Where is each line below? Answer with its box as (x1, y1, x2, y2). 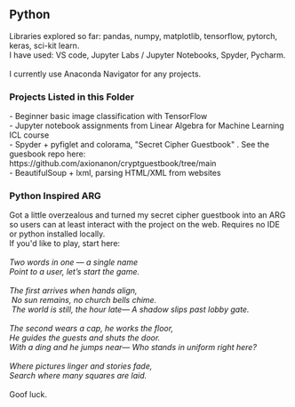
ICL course (9, 130, 50, 140)
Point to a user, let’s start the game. (9, 267, 140, 277)
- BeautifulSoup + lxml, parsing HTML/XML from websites (9, 168, 221, 179)
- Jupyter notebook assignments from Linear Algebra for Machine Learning (9, 120, 284, 132)
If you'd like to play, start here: (9, 238, 121, 249)
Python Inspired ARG (9, 190, 102, 203)
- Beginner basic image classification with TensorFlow (9, 111, 208, 122)
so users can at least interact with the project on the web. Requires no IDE (9, 219, 280, 230)
